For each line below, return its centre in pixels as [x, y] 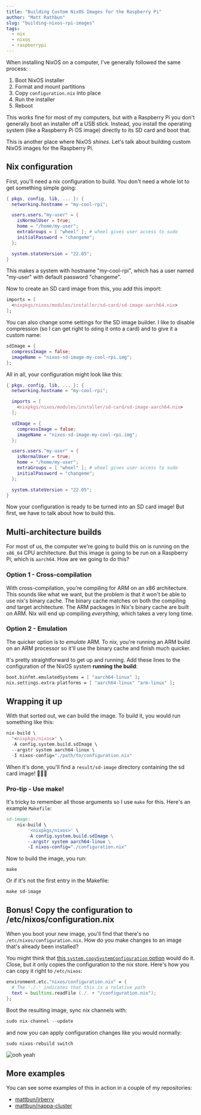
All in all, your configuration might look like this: [64, 374]
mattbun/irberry [34, 1099]
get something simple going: [41, 188]
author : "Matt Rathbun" [36, 17]
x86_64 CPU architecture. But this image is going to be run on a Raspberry [97, 553]
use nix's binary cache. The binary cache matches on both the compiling [96, 601]
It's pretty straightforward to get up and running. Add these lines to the [93, 659]
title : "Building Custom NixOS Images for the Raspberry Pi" [84, 12]
